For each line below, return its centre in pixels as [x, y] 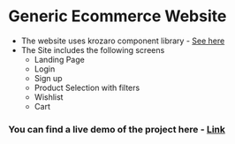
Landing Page [59, 59]
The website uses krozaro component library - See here [123, 41]
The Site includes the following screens [93, 49]
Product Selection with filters [87, 87]
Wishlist [49, 97]
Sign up [48, 78]
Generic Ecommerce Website [117, 16]
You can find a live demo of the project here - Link [117, 129]
